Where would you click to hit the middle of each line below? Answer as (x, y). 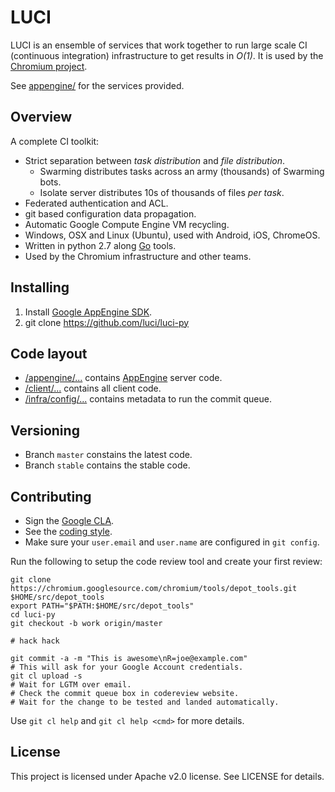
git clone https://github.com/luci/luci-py (107, 322)
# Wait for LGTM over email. (71, 685)
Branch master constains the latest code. (108, 455)
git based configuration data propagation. (110, 213)
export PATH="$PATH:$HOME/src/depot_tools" (102, 606)
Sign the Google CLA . (69, 520)
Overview (41, 117)
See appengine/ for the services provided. (97, 85)
